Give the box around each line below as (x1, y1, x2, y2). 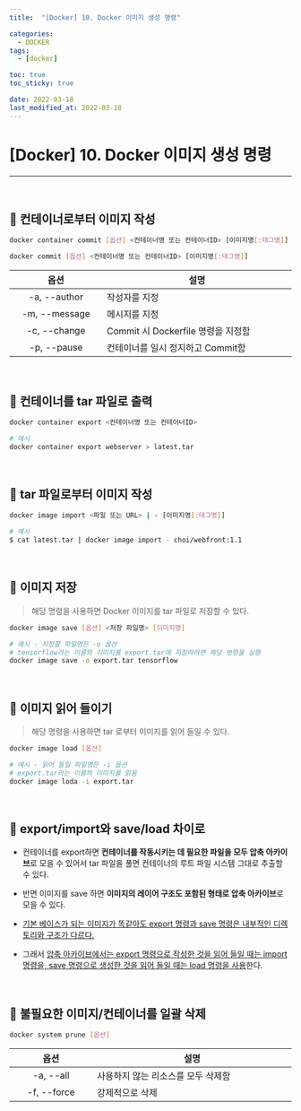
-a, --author (28, 291, 83, 303)
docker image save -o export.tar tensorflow (9, 656, 178, 665)
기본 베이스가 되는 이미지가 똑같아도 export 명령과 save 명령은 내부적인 (21, 918, 271, 929)
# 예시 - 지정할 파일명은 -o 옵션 (9, 639, 117, 648)
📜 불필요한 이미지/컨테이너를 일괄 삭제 (9, 1006, 206, 1021)
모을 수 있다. (21, 899, 66, 910)
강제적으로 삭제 (97, 1087, 158, 1099)
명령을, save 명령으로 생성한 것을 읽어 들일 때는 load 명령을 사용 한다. (21, 960, 263, 971)
